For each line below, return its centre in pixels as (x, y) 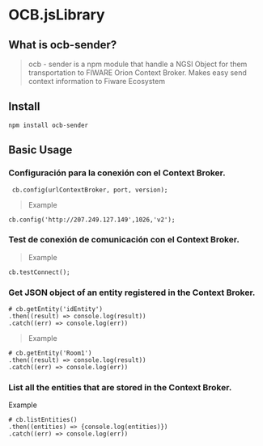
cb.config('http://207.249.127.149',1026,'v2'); (92, 220)
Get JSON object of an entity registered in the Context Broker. (132, 292)
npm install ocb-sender (49, 125)
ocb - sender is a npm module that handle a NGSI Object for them (138, 64)
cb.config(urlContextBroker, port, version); (90, 190)
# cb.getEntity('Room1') (50, 353)
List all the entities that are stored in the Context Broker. (120, 388)
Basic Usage (40, 150)
